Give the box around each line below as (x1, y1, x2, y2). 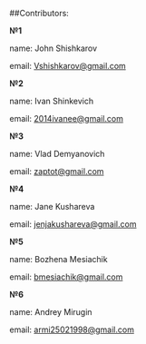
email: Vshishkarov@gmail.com (9, 61, 127, 71)
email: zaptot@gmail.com (9, 166, 104, 176)
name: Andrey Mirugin (9, 307, 92, 317)
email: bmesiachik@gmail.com (9, 271, 123, 282)
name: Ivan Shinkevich (9, 95, 93, 106)
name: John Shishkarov (9, 43, 98, 54)
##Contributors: (9, 8, 70, 18)
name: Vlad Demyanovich (9, 149, 105, 159)
